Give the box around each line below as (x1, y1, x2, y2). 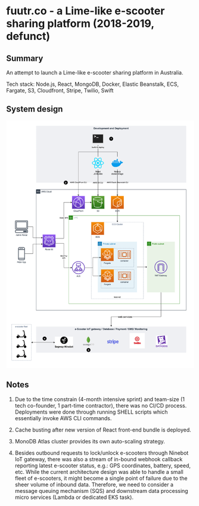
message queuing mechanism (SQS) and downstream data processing (14, 487, 189, 494)
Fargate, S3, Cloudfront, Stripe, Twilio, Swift (6, 87, 114, 94)
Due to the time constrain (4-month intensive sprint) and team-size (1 (14, 395, 185, 403)
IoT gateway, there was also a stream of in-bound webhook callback (14, 455, 183, 462)
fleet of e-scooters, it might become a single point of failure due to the (14, 474, 188, 482)
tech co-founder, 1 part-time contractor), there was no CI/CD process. (14, 402, 187, 409)
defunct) (6, 30, 51, 43)
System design (6, 104, 63, 114)
